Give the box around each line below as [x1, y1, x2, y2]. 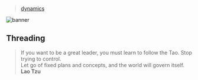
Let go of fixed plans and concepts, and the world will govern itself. [20, 61, 185, 68]
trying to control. [20, 55, 61, 62]
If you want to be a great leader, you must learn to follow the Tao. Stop [20, 49, 192, 56]
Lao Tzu [20, 68, 41, 75]
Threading [6, 34, 46, 44]
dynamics [20, 5, 45, 12]
